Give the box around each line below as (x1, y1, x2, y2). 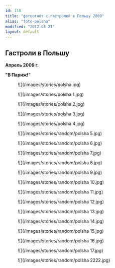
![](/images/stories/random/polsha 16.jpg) (18, 237, 104, 244)
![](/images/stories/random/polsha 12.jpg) (18, 198, 104, 205)
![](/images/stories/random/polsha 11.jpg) (18, 189, 103, 195)
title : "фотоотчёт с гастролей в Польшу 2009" (5, 13, 104, 19)
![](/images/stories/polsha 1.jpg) (18, 91, 84, 97)
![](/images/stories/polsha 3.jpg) (18, 111, 85, 117)
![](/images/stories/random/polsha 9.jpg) (18, 169, 102, 175)
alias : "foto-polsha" (5, 19, 51, 24)
